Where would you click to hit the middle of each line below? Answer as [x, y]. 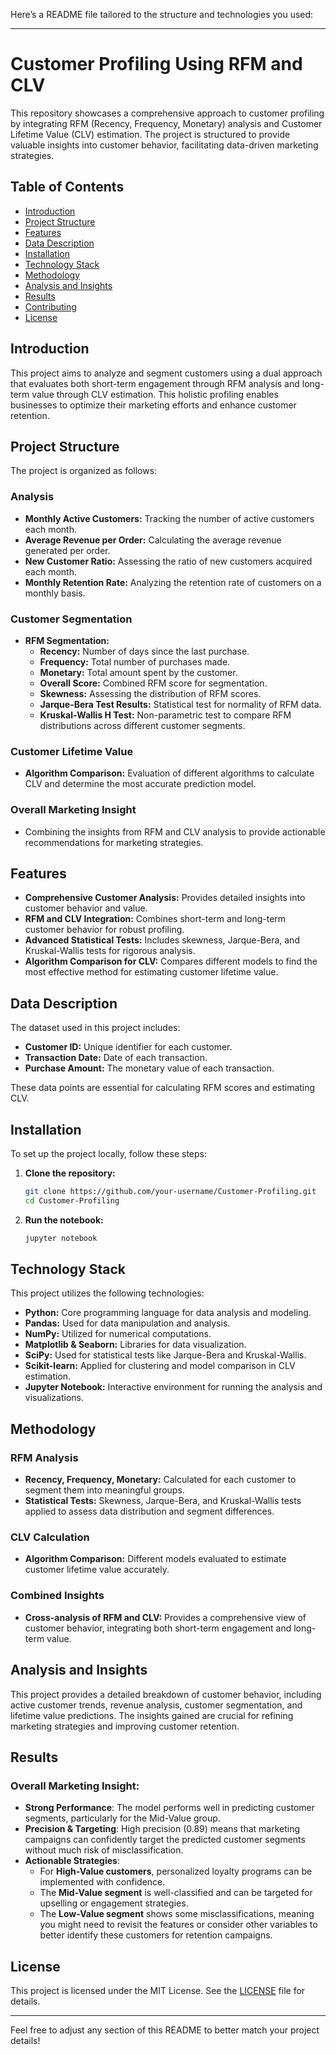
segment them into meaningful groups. [104, 1490]
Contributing [50, 306]
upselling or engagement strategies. [114, 1903]
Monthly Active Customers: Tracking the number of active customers [169, 518]
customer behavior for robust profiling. [104, 930]
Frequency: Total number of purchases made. [135, 661]
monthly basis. [55, 593]
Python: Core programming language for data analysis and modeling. [168, 1313]
